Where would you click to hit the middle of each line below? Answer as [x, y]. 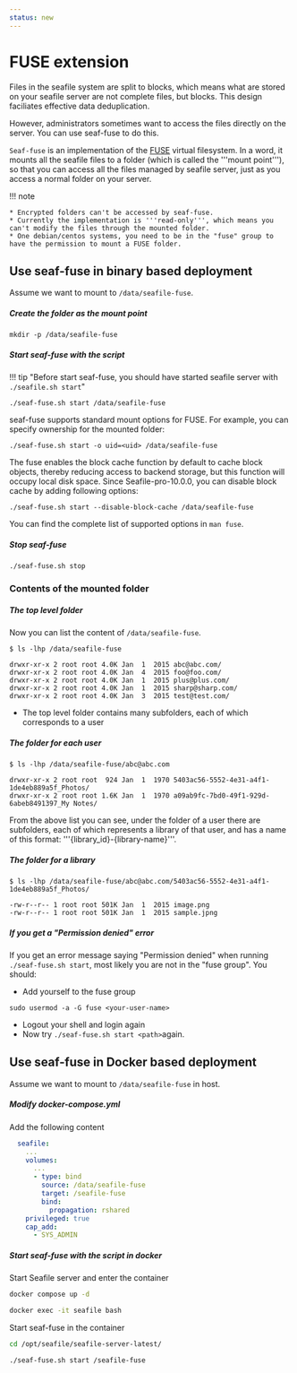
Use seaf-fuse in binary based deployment [131, 271]
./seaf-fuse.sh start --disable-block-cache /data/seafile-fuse [132, 507]
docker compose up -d [50, 1295]
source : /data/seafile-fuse [93, 1185]
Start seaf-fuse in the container [67, 1328]
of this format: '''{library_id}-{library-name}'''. [93, 840]
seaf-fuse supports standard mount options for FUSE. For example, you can [149, 420]
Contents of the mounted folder [79, 589]
